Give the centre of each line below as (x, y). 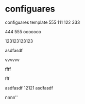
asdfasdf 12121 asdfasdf (29, 88)
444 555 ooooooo (23, 31)
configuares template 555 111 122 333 (42, 22)
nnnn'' (11, 97)
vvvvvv (12, 59)
